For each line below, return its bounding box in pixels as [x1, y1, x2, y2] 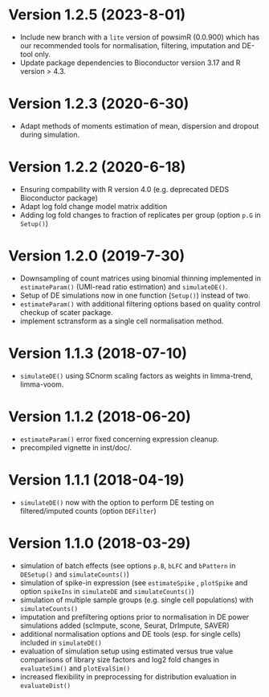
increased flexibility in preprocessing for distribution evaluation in [19, 671, 237, 681]
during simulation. [19, 129, 80, 139]
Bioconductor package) [19, 193, 99, 203]
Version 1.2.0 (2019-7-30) [8, 247, 185, 264]
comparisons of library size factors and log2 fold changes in [19, 654, 219, 664]
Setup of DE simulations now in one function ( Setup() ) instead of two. [19, 290, 251, 300]
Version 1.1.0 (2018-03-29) [8, 534, 191, 552]
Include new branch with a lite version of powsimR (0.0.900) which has [19, 32, 259, 42]
